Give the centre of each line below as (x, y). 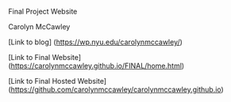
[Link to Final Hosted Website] (58, 81)
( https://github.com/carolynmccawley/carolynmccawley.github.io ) (116, 89)
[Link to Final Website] (45, 57)
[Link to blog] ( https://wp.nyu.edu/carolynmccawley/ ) (95, 42)
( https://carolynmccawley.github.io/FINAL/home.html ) (96, 66)
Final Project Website (43, 11)
